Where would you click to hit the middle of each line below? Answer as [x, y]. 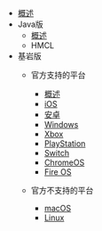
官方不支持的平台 [62, 190]
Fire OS [58, 172]
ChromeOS [64, 162]
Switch [56, 153]
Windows [61, 124]
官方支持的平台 [58, 75]
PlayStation [65, 144]
